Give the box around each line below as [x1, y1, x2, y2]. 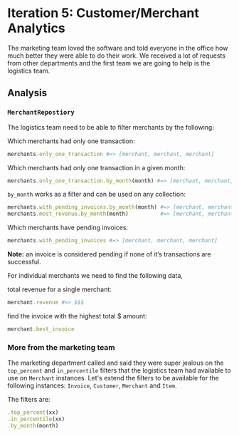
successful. [7, 258, 41, 266]
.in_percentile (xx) [7, 415, 65, 422]
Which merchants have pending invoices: [7, 223, 129, 232]
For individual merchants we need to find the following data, [7, 271, 184, 279]
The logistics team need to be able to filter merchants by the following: [7, 123, 215, 131]
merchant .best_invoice [7, 326, 75, 333]
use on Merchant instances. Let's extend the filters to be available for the [7, 374, 219, 383]
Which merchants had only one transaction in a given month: [7, 163, 186, 172]
